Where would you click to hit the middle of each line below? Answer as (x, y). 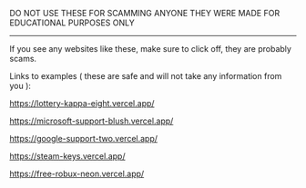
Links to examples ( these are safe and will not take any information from (146, 76)
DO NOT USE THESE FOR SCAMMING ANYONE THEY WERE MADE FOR (145, 13)
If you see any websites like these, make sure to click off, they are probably (150, 49)
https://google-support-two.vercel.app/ (83, 139)
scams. (23, 59)
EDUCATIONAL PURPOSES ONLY (72, 23)
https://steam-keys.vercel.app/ (67, 156)
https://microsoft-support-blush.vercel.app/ (92, 121)
